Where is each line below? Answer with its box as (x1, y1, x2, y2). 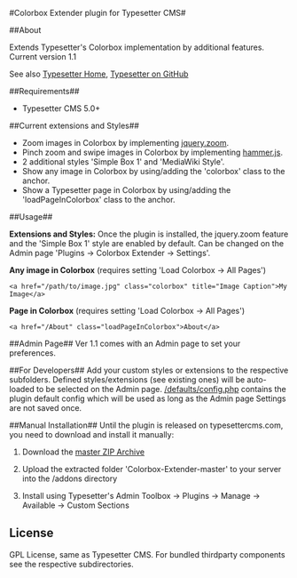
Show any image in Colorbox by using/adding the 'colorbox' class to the (21, 166, 285, 176)
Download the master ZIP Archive (21, 446, 145, 457)
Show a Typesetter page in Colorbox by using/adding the (21, 185, 231, 195)
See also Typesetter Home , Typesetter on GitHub (9, 68, 189, 79)
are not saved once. (9, 403, 82, 413)
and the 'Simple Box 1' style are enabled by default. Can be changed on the (9, 238, 285, 248)
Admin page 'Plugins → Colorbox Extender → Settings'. (9, 248, 211, 258)
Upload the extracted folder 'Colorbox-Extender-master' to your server (21, 464, 282, 474)
